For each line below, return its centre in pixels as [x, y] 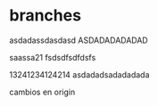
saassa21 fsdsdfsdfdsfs [53, 57]
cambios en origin [42, 92]
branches [46, 16]
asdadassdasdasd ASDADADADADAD [79, 40]
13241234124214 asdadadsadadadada [79, 74]
